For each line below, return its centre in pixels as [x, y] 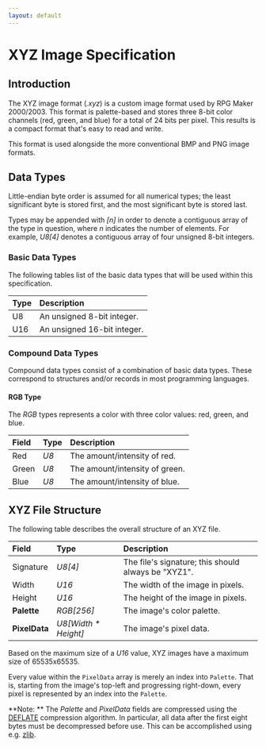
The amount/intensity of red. [123, 456]
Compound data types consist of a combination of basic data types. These [130, 371]
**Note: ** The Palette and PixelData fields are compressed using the [123, 709]
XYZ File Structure [55, 510]
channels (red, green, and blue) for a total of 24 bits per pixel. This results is [132, 120]
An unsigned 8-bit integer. [89, 316]
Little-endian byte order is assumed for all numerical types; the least [120, 196]
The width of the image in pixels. [183, 585]
